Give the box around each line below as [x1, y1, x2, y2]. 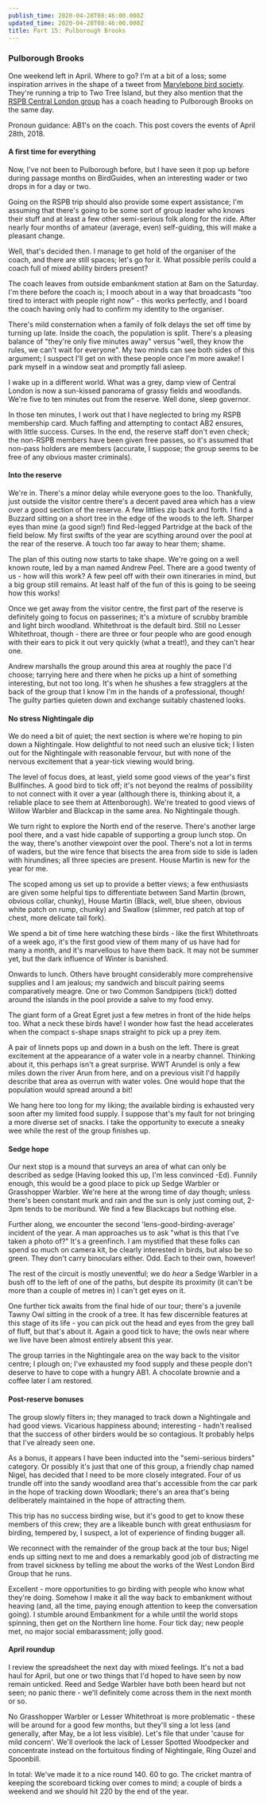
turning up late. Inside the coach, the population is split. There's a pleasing [8, 328, 253, 337]
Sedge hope [8, 1144, 49, 1154]
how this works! [8, 588, 60, 598]
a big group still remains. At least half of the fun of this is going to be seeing [8, 580, 257, 590]
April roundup [8, 1645, 56, 1654]
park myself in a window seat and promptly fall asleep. [8, 362, 187, 371]
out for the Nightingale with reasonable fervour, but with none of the [8, 749, 231, 758]
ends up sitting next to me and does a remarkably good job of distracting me [8, 1551, 259, 1561]
